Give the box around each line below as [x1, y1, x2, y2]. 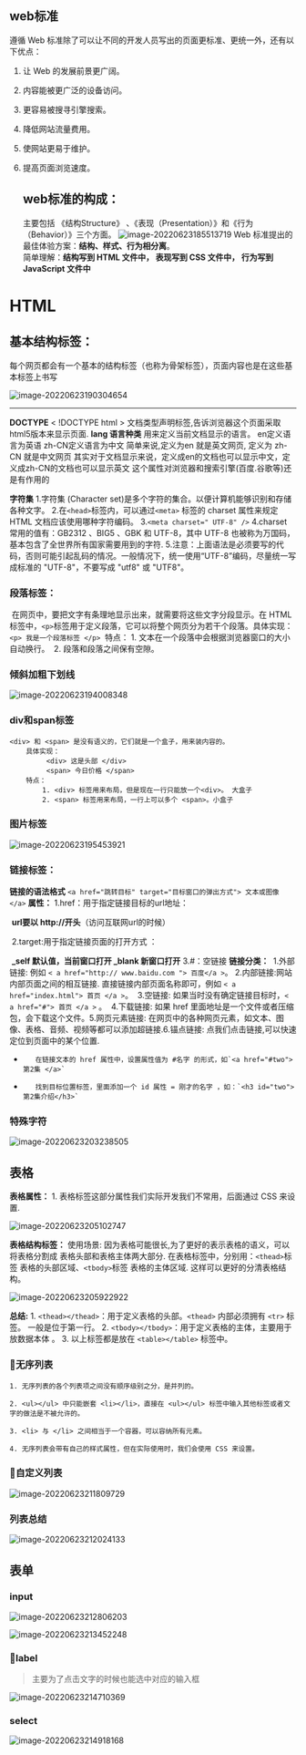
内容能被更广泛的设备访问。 [22, 85, 127, 96]
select [9, 1715, 38, 1728]
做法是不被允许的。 [22, 1409, 85, 1418]
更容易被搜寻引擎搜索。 [22, 104, 111, 115]
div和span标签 [9, 714, 75, 727]
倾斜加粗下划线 [9, 668, 76, 681]
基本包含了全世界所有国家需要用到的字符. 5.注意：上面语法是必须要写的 [9, 539, 276, 550]
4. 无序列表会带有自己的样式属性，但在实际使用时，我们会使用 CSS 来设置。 [9, 1444, 260, 1453]
